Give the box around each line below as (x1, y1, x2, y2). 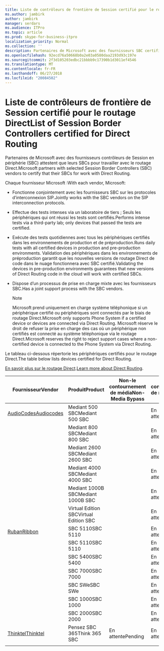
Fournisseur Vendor (12, 386, 59, 393)
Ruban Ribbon (7, 528, 39, 535)
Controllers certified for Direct (5, 128, 130, 139)
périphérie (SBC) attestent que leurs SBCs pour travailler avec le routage (5, 160, 151, 166)
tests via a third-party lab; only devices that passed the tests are (12, 219, 142, 226)
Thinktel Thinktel (7, 630, 45, 637)
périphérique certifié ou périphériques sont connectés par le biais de (12, 310, 151, 315)
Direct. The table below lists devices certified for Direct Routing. (5, 356, 133, 362)
